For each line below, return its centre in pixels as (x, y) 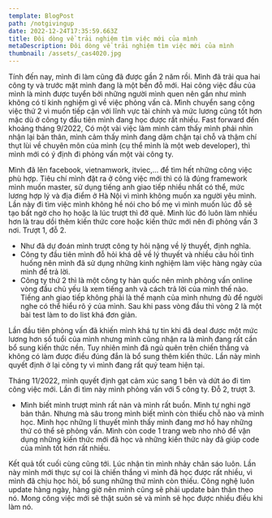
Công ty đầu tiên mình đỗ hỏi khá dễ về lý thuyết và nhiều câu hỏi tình (137, 255)
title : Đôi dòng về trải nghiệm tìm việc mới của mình (103, 39)
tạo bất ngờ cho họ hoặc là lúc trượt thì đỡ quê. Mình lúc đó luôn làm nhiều (133, 213)
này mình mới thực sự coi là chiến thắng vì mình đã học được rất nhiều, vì (131, 472)
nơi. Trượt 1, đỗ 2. (37, 230)
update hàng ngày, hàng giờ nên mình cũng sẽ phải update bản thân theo (131, 490)
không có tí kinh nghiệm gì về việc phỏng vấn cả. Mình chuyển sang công (132, 103)
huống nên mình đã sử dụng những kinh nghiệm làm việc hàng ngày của (141, 263)
